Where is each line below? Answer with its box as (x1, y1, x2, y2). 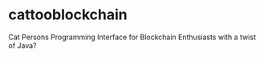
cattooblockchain (8, 6, 128, 24)
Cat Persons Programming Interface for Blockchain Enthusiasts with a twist (8, 32, 257, 42)
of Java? (8, 40, 37, 50)
